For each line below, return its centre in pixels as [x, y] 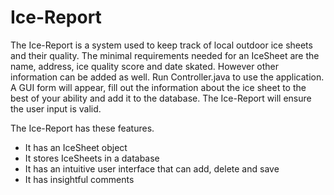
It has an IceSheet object [76, 147]
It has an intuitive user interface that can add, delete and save [152, 168]
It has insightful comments [79, 179]
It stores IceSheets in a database [92, 158]
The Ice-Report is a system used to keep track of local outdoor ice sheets [161, 45]
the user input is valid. [56, 108]
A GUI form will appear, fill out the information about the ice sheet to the [158, 87]
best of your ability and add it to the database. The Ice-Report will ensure [161, 98]
